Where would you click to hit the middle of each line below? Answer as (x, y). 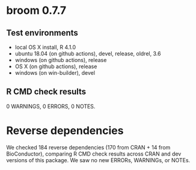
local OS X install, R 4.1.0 (45, 47)
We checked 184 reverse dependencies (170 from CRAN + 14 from (88, 147)
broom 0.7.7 (36, 11)
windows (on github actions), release (61, 60)
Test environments (42, 33)
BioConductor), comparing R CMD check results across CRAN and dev (94, 154)
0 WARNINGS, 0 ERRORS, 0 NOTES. (51, 106)
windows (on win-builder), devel (55, 73)
